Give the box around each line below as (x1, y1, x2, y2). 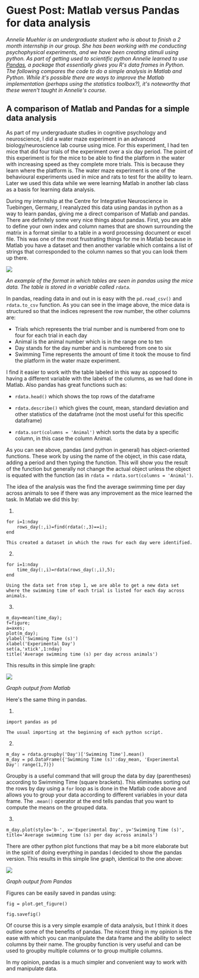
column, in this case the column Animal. (14, 435, 113, 442)
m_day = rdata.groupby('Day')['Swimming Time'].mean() (6, 751, 145, 757)
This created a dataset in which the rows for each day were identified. (6, 539, 193, 545)
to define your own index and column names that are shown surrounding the (6, 223, 194, 230)
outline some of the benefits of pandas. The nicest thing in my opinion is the (6, 928, 192, 935)
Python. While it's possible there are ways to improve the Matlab (6, 74, 165, 81)
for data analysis (6, 16, 91, 30)
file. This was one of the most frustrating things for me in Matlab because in (6, 235, 192, 242)
